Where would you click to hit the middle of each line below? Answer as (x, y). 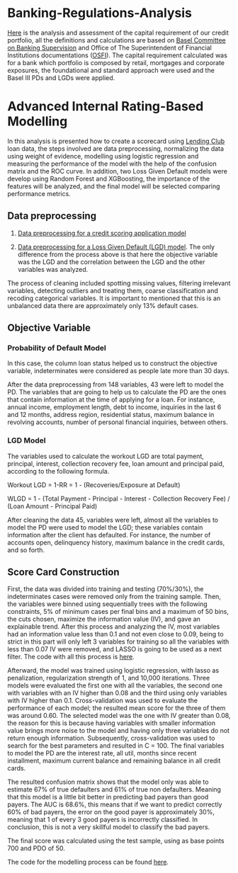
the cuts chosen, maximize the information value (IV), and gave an (104, 619)
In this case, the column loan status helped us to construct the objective (112, 363)
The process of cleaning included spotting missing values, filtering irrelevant (119, 283)
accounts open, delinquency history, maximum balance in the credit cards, (116, 542)
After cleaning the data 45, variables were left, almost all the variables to (113, 520)
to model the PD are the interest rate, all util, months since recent (102, 753)
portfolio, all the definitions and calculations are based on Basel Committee (117, 40)
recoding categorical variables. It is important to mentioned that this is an (114, 298)
